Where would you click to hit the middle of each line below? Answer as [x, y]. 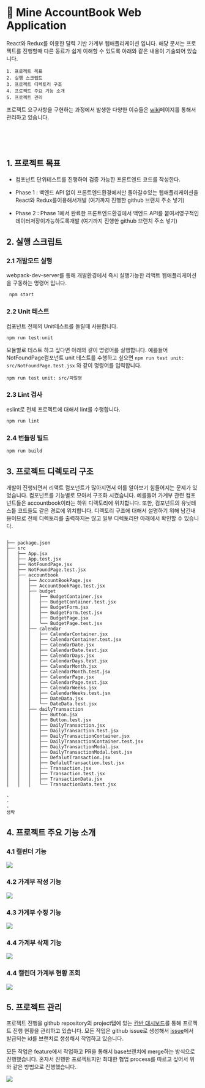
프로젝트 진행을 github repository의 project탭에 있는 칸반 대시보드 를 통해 [94, 1023]
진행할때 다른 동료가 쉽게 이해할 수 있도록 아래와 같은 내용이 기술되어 [104, 51]
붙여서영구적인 [182, 213]
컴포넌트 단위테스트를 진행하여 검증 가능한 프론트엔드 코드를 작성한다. [98, 179]
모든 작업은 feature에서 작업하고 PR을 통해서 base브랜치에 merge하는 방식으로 [101, 1052]
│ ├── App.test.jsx [34, 559]
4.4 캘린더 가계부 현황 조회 [43, 973]
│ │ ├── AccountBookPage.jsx [49, 580]
